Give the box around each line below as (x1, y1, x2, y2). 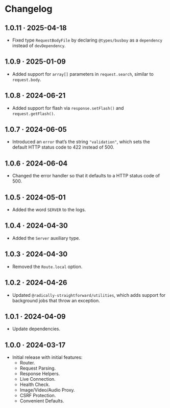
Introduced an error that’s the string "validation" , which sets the (12, 139, 150, 145)
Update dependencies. (12, 326, 61, 332)
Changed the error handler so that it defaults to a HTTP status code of (12, 173, 160, 179)
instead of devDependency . (12, 43, 66, 49)
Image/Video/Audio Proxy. (19, 387, 75, 393)
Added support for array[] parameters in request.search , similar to (12, 71, 154, 77)
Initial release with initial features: (12, 354, 83, 360)
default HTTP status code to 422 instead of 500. (12, 144, 114, 150)
